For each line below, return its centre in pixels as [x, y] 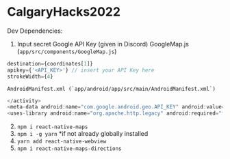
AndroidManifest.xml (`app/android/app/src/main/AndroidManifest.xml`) [111, 89]
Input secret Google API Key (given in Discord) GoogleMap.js [103, 44]
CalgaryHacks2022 [64, 12]
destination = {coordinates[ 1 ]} [50, 63]
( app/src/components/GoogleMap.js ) [67, 51]
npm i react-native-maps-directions [69, 149]
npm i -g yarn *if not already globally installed [82, 134]
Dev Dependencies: [35, 31]
